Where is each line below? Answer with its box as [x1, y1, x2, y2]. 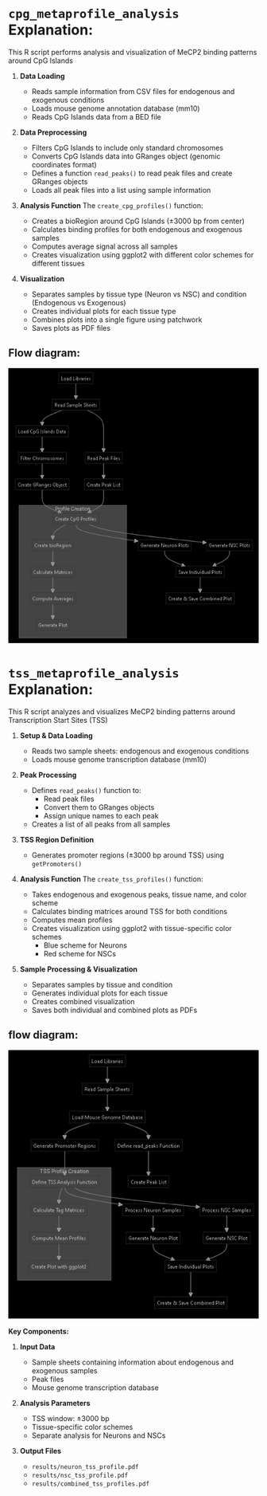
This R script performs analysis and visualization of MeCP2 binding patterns [8, 47, 257, 57]
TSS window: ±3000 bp [31, 1414, 110, 1423]
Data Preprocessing [19, 128, 87, 137]
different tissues [31, 258, 85, 268]
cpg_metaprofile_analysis [8, 6, 180, 22]
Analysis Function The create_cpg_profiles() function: [19, 200, 203, 210]
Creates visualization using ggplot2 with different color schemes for [31, 249, 254, 259]
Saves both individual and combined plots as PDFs [31, 1005, 198, 1015]
